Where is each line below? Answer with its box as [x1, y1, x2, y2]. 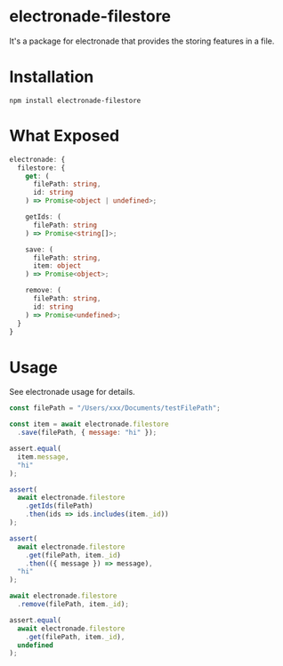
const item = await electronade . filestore [9, 420, 169, 429]
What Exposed [9, 126, 120, 146]
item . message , [17, 452, 69, 461]
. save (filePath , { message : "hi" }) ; [17, 429, 158, 437]
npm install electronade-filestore [9, 96, 141, 105]
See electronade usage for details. [9, 387, 135, 397]
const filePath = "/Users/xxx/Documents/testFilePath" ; [9, 404, 221, 413]
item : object [32, 261, 82, 270]
